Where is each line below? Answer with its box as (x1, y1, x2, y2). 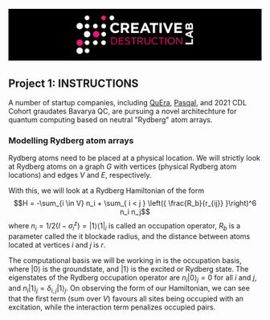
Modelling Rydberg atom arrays (8, 135, 134, 146)
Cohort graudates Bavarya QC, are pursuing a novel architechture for (8, 106, 237, 117)
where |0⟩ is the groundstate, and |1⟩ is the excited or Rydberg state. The (8, 264, 249, 273)
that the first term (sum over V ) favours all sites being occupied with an (8, 293, 243, 303)
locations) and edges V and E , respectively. (8, 170, 152, 180)
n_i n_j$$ (120, 207, 150, 217)
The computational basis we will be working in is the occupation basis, (8, 255, 243, 265)
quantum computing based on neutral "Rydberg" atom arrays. (8, 115, 213, 125)
